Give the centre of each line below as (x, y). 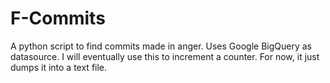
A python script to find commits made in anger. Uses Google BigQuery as (161, 46)
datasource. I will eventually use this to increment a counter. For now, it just (165, 56)
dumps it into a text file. (59, 67)
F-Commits (58, 18)
